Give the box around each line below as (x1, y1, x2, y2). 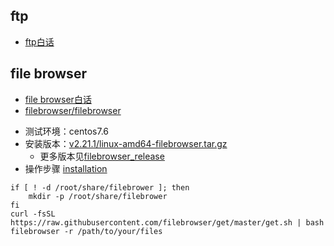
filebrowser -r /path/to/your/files (10, 226, 163, 236)
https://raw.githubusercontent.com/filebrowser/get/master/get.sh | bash (10, 217, 325, 228)
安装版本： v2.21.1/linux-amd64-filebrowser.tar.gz (24, 137, 228, 149)
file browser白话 (24, 93, 92, 105)
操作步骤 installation (24, 162, 108, 174)
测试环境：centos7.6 (24, 125, 109, 137)
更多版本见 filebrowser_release (39, 150, 165, 162)
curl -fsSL (10, 209, 56, 219)
